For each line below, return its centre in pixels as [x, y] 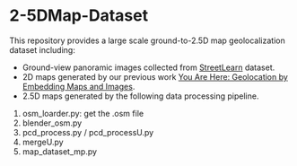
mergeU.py [43, 142]
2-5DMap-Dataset [79, 16]
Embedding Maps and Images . [79, 86]
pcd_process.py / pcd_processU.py [88, 132]
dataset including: [43, 49]
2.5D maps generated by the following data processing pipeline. [140, 96]
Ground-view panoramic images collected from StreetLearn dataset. [148, 67]
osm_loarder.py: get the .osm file [83, 113]
